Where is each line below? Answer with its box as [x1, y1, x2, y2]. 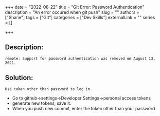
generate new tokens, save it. [12, 100, 71, 106]
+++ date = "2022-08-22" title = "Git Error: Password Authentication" [5, 4, 145, 10]
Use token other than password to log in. [5, 86, 92, 92]
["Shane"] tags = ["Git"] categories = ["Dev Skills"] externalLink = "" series [5, 15, 155, 20]
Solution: [5, 74, 33, 82]
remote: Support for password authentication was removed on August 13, [5, 56, 156, 61]
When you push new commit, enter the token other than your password [12, 105, 155, 111]
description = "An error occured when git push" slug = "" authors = [5, 9, 140, 15]
